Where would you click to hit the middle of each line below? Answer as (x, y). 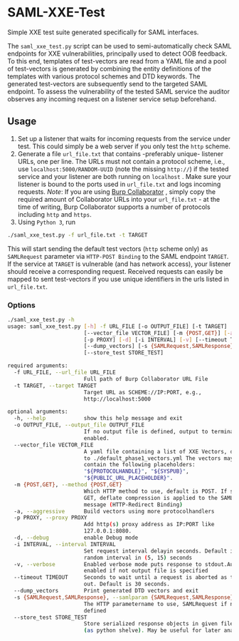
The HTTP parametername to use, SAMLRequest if (155, 604)
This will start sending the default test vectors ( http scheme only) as (108, 248)
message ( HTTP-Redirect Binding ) (133, 504)
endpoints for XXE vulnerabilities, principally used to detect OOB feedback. (117, 53)
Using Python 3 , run (47, 222)
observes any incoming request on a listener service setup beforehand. (112, 99)
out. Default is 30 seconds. (127, 584)
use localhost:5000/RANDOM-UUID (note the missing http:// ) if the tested (123, 169)
